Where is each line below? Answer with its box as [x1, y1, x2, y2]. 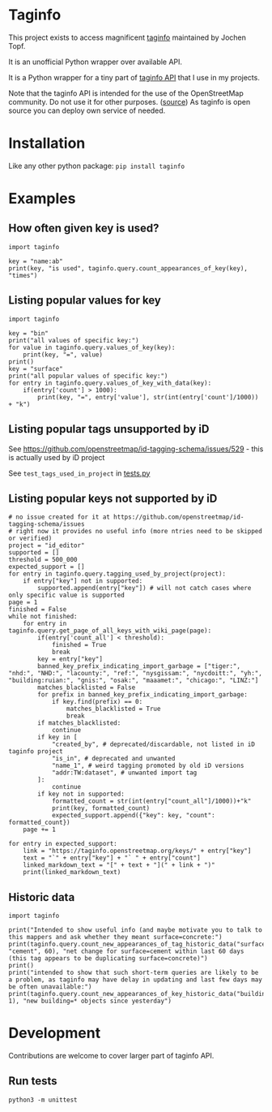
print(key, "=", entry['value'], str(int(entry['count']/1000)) [37, 393, 259, 401]
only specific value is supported [8, 591, 125, 600]
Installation [8, 134, 86, 153]
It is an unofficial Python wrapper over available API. [8, 57, 183, 67]
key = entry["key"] [37, 655, 104, 663]
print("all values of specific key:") [8, 336, 139, 344]
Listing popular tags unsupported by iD [8, 422, 210, 436]
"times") [8, 271, 38, 279]
